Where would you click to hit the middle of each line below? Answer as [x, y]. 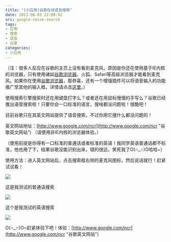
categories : [18, 48]
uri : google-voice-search [33, 19]
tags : [11, 24]
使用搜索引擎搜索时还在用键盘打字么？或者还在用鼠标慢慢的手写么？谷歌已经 [85, 98]
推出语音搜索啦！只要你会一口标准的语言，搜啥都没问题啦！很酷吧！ [77, 104]
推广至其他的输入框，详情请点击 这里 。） [47, 87]
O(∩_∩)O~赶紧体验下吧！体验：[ [39, 228]
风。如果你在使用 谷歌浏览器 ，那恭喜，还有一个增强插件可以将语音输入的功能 [85, 80]
